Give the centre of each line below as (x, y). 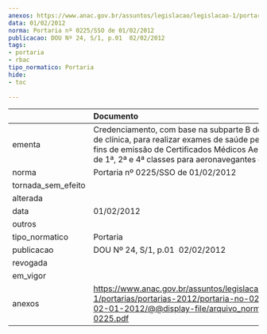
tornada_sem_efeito (49, 185)
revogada (30, 263)
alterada (28, 198)
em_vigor (29, 276)
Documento (116, 116)
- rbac (19, 60)
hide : (17, 75)
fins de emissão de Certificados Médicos (170, 150)
